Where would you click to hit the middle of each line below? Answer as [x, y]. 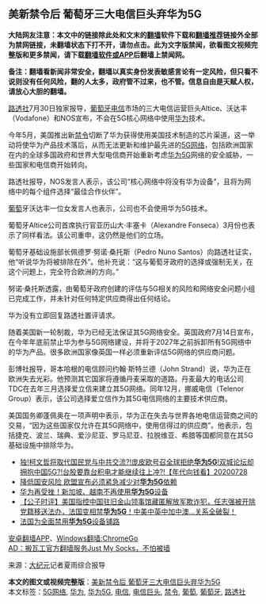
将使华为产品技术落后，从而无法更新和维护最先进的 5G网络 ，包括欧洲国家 [134, 144]
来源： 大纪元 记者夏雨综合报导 [57, 564]
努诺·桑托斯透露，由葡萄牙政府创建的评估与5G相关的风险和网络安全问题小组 [132, 289]
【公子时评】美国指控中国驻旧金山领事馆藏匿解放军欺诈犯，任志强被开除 [137, 501]
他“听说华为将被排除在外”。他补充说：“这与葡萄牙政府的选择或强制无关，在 [131, 262]
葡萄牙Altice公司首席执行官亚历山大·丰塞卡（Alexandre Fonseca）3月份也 [128, 225]
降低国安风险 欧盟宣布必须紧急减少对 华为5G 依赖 [98, 481]
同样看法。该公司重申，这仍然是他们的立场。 [95, 235]
